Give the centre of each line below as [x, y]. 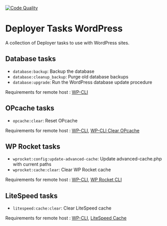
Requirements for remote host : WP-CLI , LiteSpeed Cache [66, 218]
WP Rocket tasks [33, 146]
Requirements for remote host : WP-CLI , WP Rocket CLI [64, 180]
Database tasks [31, 59]
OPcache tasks [30, 108]
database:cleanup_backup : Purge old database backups [70, 76]
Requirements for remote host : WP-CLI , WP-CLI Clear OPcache [73, 130]
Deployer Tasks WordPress [64, 29]
